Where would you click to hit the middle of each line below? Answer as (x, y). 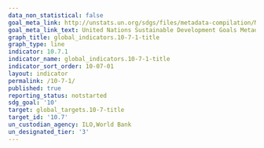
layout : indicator (38, 74)
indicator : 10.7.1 (38, 52)
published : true (35, 88)
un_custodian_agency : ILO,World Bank (70, 125)
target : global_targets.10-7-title (66, 110)
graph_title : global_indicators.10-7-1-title (84, 37)
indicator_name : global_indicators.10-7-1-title (89, 60)
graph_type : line (37, 45)
